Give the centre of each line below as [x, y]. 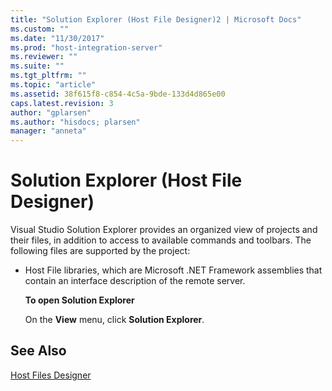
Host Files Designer [51, 375]
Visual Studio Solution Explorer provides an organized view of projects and [164, 230]
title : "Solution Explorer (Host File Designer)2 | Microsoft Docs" [156, 19]
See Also [38, 351]
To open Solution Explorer [79, 300]
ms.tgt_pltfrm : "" [48, 76]
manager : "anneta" [48, 131]
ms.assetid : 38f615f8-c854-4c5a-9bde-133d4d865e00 [118, 94]
